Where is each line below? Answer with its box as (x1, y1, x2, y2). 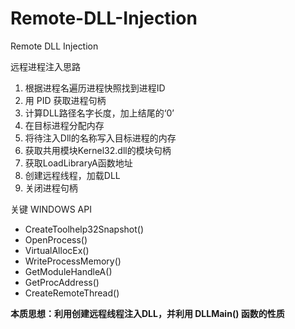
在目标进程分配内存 (24, 119, 105, 131)
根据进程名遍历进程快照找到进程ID (24, 82, 166, 94)
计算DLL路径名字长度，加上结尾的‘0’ (24, 107, 175, 119)
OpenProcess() (24, 233, 88, 246)
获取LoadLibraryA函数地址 (24, 157, 133, 169)
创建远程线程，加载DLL (24, 169, 121, 181)
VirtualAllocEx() (24, 244, 90, 256)
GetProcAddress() (24, 276, 100, 288)
